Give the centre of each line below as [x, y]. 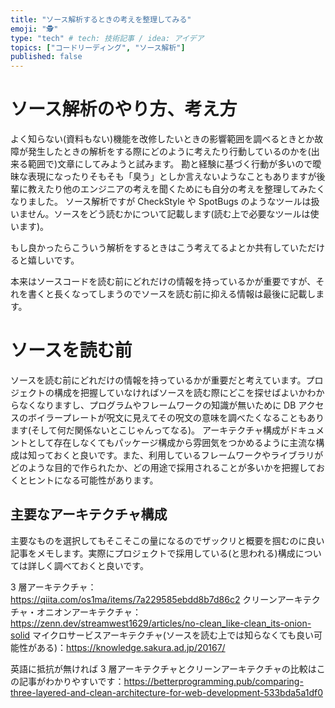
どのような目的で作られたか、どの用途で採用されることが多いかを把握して [163, 467]
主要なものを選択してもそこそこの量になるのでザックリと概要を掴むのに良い [167, 540]
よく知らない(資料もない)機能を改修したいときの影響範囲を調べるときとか [162, 139]
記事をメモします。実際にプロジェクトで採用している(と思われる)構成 [153, 553]
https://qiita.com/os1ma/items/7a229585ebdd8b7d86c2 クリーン [144, 599]
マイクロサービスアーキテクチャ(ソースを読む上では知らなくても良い [173, 635]
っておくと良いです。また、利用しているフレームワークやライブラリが [180, 455]
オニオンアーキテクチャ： [89, 612]
